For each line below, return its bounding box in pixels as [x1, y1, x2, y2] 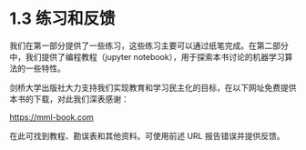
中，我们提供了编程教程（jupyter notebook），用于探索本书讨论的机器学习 [9, 51, 285, 62]
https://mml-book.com [9, 111, 94, 123]
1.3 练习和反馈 [9, 8, 116, 29]
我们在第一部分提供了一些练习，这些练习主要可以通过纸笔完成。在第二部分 [9, 40, 289, 51]
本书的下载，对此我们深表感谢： [9, 93, 129, 105]
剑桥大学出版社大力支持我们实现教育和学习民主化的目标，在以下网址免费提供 [9, 82, 297, 93]
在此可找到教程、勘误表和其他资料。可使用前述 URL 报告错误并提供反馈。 [9, 130, 285, 141]
